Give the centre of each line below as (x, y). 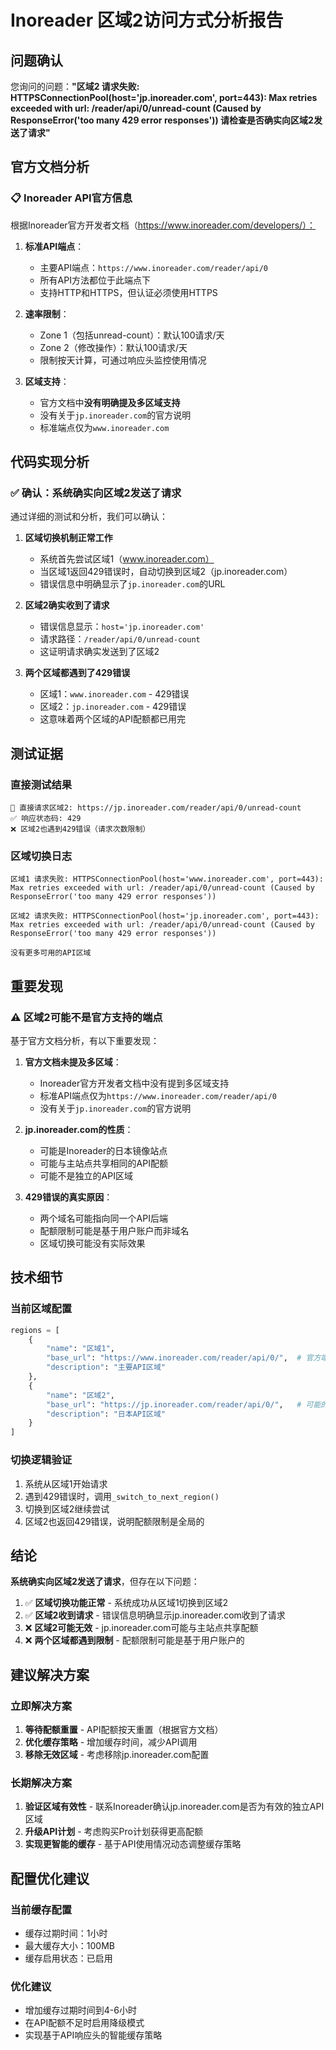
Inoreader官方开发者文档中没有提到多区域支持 (134, 1083)
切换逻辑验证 (41, 1460)
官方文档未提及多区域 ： (73, 1062)
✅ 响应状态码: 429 (46, 819)
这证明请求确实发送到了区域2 (99, 652)
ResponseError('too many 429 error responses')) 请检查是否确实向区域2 (162, 120)
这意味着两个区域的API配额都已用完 (112, 719)
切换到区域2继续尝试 (67, 1508)
